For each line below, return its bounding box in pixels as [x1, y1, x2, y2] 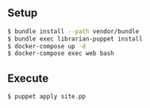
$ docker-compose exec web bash [7, 49, 114, 58]
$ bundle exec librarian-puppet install [7, 35, 144, 43]
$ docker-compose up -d [7, 42, 87, 50]
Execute [7, 71, 49, 85]
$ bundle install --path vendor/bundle [7, 27, 140, 35]
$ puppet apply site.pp [7, 93, 87, 101]
